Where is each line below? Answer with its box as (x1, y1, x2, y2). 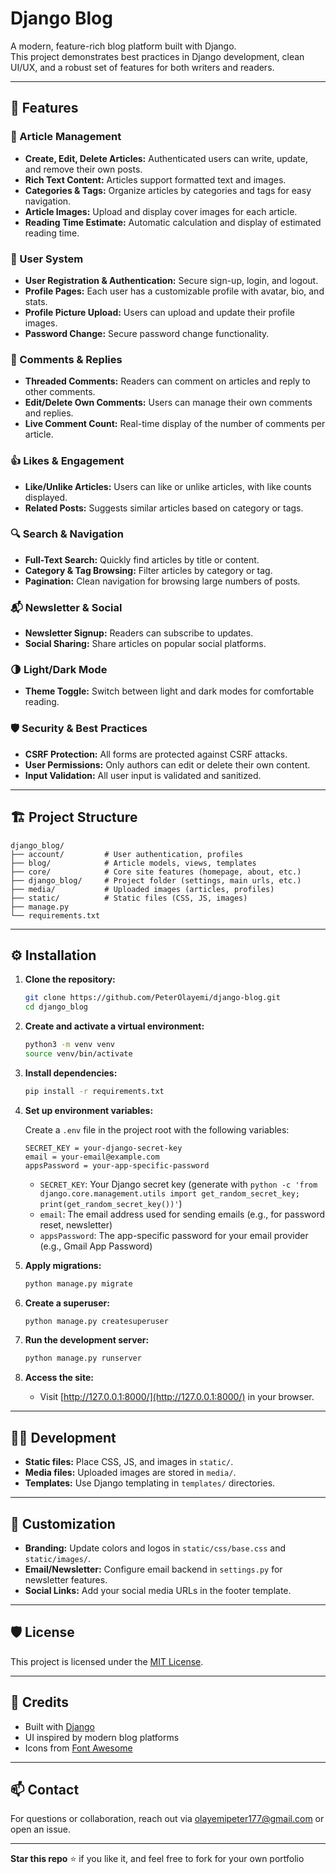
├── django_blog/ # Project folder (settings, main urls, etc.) (10, 875, 302, 886)
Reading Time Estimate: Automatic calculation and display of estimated (24, 216, 322, 228)
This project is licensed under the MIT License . (10, 1655, 204, 1667)
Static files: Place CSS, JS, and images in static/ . (24, 1456, 234, 1468)
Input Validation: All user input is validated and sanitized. (24, 769, 262, 781)
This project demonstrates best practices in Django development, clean (10, 50, 305, 62)
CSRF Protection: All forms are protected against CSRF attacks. (24, 748, 288, 760)
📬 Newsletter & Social (10, 600, 123, 614)
